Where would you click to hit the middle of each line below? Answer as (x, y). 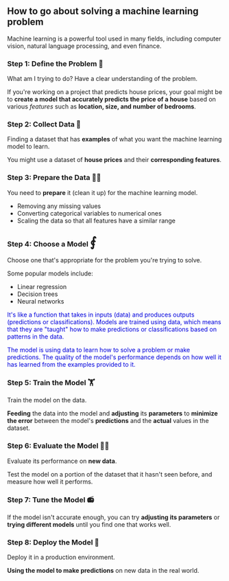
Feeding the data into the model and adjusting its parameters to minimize (112, 413)
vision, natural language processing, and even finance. (84, 46)
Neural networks (40, 301)
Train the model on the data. (47, 400)
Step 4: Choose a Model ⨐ (52, 242)
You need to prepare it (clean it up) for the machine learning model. (103, 192)
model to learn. (28, 146)
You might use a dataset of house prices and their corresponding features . (114, 160)
